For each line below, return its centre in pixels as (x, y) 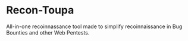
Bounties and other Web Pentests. (48, 32)
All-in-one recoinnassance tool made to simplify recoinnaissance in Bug (94, 26)
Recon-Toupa (40, 10)
